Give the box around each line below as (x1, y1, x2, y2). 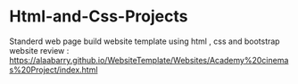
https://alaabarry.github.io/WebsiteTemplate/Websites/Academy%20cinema (9, 55, 289, 65)
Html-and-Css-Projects (9, 6, 188, 27)
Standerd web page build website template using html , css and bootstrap (9, 36, 280, 46)
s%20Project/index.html (9, 64, 98, 75)
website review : (9, 45, 70, 55)
